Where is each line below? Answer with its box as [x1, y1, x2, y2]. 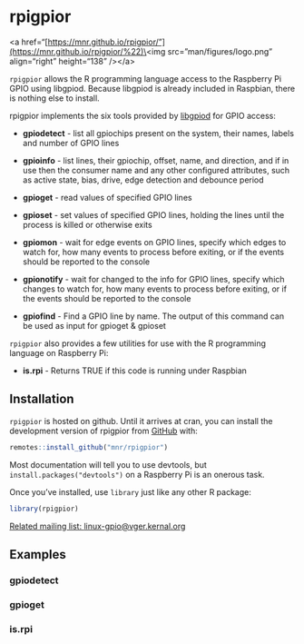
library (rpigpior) [9, 504, 79, 513]
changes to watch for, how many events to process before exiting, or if [22, 283, 288, 294]
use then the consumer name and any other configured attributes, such [22, 164, 290, 175]
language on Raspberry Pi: [9, 347, 109, 358]
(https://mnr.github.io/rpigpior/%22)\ [9, 45, 147, 56]
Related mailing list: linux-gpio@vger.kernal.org [9, 520, 186, 531]
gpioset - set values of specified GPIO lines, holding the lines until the [22, 209, 285, 220]
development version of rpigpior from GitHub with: [9, 425, 198, 436]
